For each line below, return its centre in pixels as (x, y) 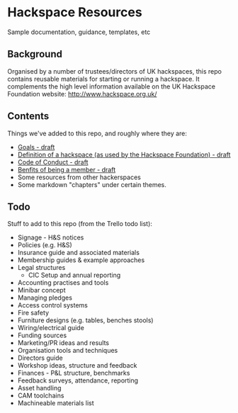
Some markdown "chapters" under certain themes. (92, 184)
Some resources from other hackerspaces (79, 177)
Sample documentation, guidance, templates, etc (79, 32)
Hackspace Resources (75, 12)
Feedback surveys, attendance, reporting (78, 380)
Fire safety (33, 313)
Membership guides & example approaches (81, 260)
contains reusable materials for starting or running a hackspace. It (103, 79)
